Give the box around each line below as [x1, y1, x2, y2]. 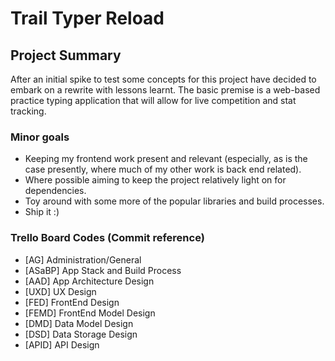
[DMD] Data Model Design [24, 317, 134, 329]
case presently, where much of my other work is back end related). [24, 163, 302, 176]
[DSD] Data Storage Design [24, 328, 138, 340]
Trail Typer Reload [10, 7, 165, 30]
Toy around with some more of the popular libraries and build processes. [24, 195, 325, 207]
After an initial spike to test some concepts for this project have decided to [10, 73, 317, 85]
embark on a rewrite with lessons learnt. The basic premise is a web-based [10, 84, 321, 96]
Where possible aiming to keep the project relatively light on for [24, 174, 287, 186]
